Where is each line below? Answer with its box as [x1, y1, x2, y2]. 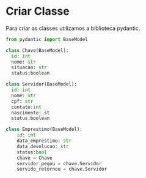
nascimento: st [11, 109, 50, 116]
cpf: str [11, 98, 34, 105]
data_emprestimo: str [16, 138, 71, 144]
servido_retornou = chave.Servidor [16, 166, 108, 172]
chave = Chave [16, 155, 53, 161]
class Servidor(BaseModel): [5, 81, 78, 87]
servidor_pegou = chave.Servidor [16, 160, 102, 166]
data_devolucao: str [16, 143, 69, 149]
